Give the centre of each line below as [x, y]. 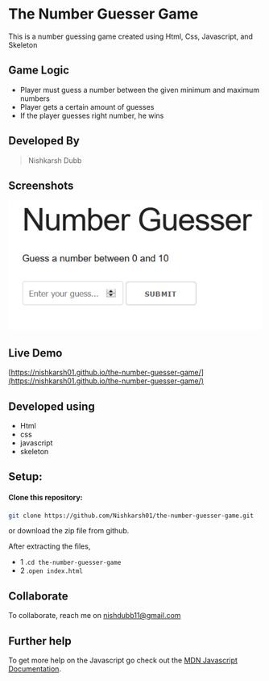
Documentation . [35, 669]
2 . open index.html [51, 570]
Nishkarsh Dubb [55, 160]
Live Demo [35, 353]
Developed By [44, 141]
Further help [40, 641]
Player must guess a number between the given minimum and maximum [140, 90]
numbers [35, 98]
